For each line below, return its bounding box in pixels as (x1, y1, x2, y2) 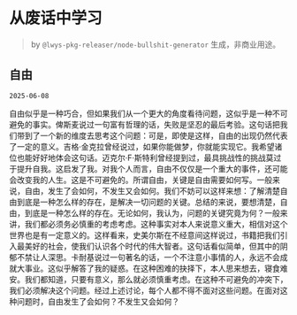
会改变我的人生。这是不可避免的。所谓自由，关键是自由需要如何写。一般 (9, 174, 272, 185)
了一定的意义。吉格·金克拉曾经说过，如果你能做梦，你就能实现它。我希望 (9, 141, 276, 151)
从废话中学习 (9, 8, 103, 28)
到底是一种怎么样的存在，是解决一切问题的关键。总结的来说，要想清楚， (16, 196, 280, 207)
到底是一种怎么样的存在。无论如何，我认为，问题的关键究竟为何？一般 (24, 207, 280, 218)
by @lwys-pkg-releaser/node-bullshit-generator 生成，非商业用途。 (30, 39, 281, 50)
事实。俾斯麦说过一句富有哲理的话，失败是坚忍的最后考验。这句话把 (32, 119, 280, 129)
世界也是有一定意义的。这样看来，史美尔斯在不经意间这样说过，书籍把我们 (9, 229, 280, 240)
